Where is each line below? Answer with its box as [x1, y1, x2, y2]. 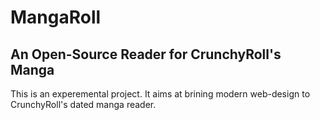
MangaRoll [10, 6, 102, 29]
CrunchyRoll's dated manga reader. [10, 99, 157, 110]
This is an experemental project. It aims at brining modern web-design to [10, 88, 311, 100]
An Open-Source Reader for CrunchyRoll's [10, 46, 282, 63]
